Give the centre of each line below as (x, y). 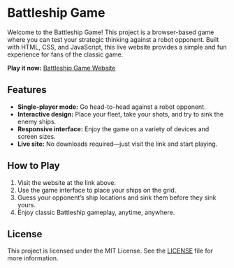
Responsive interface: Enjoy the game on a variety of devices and (113, 129)
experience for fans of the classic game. (65, 54)
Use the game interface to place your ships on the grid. (97, 190)
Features (27, 90)
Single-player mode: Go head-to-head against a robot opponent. (111, 107)
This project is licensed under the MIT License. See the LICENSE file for (110, 251)
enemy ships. (37, 121)
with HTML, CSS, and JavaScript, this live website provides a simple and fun (117, 47)
